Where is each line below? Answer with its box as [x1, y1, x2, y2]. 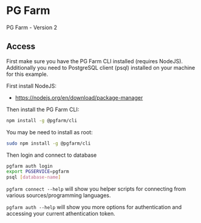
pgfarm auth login [6, 163, 53, 169]
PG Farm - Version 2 [6, 24, 58, 31]
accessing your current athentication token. [6, 210, 115, 218]
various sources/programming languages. [6, 192, 111, 199]
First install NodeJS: [6, 82, 56, 89]
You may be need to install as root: [6, 128, 93, 136]
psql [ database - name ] [6, 174, 61, 180]
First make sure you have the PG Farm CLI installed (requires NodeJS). [6, 57, 183, 64]
